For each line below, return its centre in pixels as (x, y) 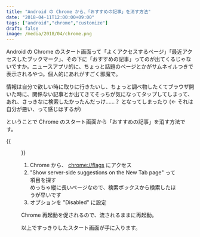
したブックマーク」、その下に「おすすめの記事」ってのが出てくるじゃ (101, 59)
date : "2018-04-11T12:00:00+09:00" (50, 17)
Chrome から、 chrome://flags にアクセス (81, 165)
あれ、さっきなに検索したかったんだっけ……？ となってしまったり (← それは (100, 101)
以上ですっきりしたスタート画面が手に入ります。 (81, 228)
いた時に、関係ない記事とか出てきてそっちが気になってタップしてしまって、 (99, 94)
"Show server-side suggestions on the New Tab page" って (103, 173)
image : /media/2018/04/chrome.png (49, 34)
